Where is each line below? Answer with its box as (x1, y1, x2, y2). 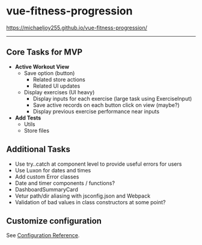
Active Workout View (14, 63, 70, 70)
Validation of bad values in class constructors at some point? (14, 198, 166, 205)
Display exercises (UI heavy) (23, 88, 95, 95)
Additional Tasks (6, 144, 70, 154)
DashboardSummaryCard (14, 186, 78, 193)
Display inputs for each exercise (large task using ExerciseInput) (32, 95, 192, 102)
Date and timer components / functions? (14, 179, 115, 187)
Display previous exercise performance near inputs (32, 107, 160, 115)
